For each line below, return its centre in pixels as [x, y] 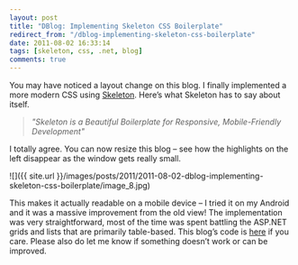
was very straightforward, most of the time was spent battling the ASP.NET [149, 222]
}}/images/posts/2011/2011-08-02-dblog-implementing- [160, 176]
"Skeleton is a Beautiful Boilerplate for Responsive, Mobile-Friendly [156, 122]
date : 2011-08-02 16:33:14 [60, 43]
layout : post [34, 18]
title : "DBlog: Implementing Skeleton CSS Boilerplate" [116, 26]
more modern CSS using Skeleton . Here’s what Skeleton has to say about [145, 95]
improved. [28, 251]
